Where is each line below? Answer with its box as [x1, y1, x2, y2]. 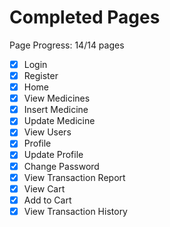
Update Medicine [23, 115, 96, 127]
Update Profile [23, 149, 84, 161]
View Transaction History [23, 205, 128, 217]
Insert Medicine [23, 104, 89, 116]
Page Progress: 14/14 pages [9, 39, 125, 51]
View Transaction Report [23, 171, 126, 183]
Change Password [23, 160, 100, 172]
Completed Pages [9, 6, 161, 29]
